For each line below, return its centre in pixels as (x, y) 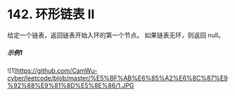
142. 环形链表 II (51, 14)
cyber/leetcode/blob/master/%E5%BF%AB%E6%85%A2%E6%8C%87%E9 (118, 78)
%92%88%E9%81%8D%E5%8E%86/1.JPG (71, 85)
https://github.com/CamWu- (57, 70)
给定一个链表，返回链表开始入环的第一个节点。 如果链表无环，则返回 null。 (116, 35)
